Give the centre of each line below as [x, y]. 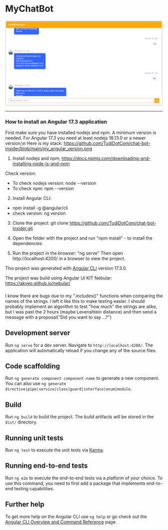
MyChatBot [29, 9]
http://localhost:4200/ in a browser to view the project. [69, 258]
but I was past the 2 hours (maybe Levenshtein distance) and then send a [81, 311]
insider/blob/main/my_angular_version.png [49, 148]
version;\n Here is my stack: [34, 143]
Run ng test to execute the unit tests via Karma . [54, 450]
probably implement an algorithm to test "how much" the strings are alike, [81, 306]
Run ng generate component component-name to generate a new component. [82, 378]
